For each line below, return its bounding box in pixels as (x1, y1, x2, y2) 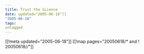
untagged (5, 25, 23, 30)
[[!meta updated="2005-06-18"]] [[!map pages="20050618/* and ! (5, 38, 140, 44)
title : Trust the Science (5, 7, 58, 12)
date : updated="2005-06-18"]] (5, 12, 67, 17)
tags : (5, 20, 16, 26)
